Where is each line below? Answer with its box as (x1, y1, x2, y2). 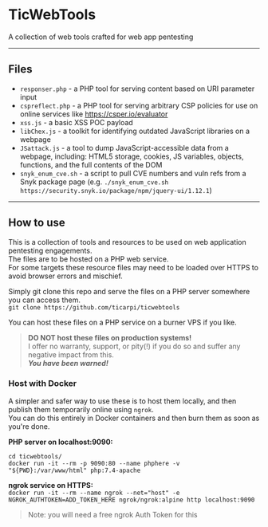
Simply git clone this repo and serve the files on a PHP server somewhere (8, 286, 250, 296)
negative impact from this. (27, 349, 114, 360)
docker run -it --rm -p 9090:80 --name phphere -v (8, 459, 180, 467)
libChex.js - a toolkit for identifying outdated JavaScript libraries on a (19, 126, 250, 136)
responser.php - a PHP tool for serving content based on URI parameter (19, 84, 255, 93)
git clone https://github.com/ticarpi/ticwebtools (8, 303, 180, 312)
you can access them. (8, 295, 81, 305)
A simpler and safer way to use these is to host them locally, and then (8, 396, 237, 406)
